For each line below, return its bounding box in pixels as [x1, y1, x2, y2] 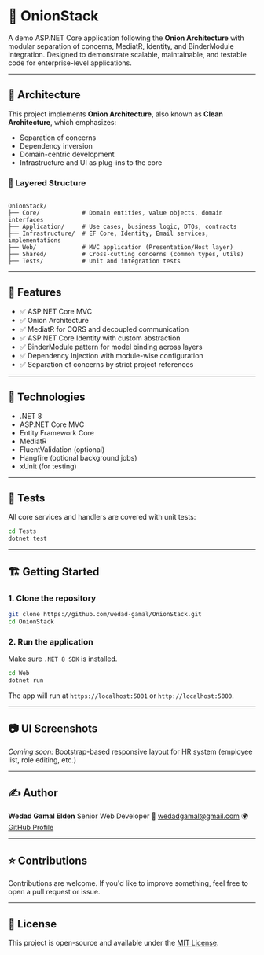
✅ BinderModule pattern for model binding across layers [19, 342, 203, 351]
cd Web [8, 669, 30, 677]
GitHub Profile [8, 823, 54, 832]
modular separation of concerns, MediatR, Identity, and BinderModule [8, 41, 234, 50]
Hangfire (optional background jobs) [19, 453, 137, 462]
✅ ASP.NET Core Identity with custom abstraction [19, 333, 181, 343]
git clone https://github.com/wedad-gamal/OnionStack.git [8, 610, 202, 618]
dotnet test [8, 534, 47, 543]
